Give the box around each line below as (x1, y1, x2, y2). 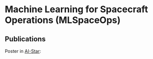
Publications (5, 35, 46, 43)
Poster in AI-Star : (5, 48, 41, 54)
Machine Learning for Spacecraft (5, 4, 148, 15)
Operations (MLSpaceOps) (5, 14, 121, 26)
